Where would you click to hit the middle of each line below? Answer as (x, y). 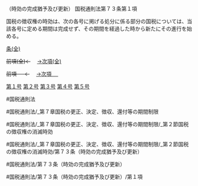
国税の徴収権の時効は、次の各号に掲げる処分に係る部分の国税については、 (97, 21)
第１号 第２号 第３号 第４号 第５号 (48, 86)
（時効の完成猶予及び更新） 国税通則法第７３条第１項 (72, 9)
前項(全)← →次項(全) (34, 61)
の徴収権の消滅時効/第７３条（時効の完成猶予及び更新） (74, 152)
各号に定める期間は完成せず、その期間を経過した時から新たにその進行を (99, 29)
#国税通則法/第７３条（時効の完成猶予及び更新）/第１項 (74, 177)
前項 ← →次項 (29, 74)
